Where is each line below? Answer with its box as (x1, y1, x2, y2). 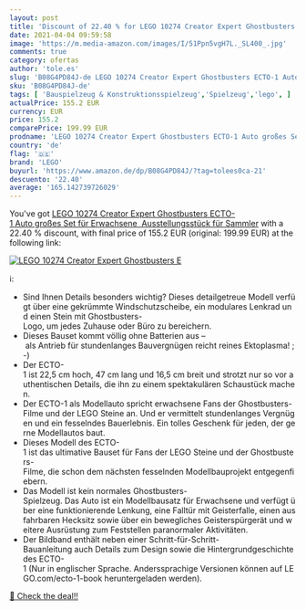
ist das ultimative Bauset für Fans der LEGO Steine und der (28, 447, 249, 457)
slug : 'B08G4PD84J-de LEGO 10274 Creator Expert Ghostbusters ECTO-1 (9, 73, 280, 82)
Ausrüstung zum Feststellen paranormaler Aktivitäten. (46, 524, 249, 535)
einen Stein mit (30, 311, 87, 322)
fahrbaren (22, 515, 61, 526)
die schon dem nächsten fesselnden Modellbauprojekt (47, 467, 252, 478)
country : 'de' (9, 141, 64, 150)
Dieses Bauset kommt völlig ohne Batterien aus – (22, 331, 207, 342)
